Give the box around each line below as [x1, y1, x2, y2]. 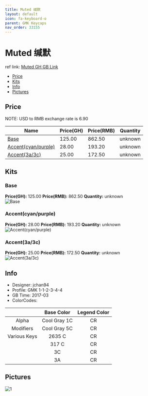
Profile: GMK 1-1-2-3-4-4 [12, 287, 63, 293]
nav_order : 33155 [5, 25, 40, 30]
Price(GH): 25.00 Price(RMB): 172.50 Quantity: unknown [5, 250, 120, 256]
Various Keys [7, 333, 37, 340]
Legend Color [77, 309, 110, 315]
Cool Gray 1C [42, 317, 73, 324]
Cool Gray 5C [42, 325, 73, 331]
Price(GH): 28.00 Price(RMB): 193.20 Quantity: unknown [5, 221, 121, 227]
